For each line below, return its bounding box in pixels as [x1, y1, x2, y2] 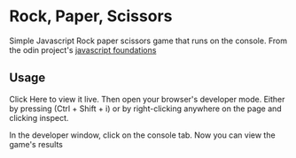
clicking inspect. [9, 112, 69, 123]
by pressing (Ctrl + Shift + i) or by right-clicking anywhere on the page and [9, 103, 282, 114]
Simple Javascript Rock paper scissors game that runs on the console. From [9, 35, 288, 46]
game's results [9, 139, 64, 149]
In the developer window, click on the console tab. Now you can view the [9, 130, 277, 140]
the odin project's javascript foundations [9, 44, 157, 55]
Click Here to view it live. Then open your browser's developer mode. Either [9, 94, 285, 104]
